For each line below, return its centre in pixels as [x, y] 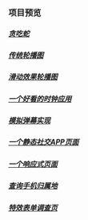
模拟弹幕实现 [29, 120]
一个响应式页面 [33, 164]
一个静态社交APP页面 [44, 142]
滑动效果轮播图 [33, 77]
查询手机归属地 [33, 185]
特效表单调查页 [33, 207]
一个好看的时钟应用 [40, 99]
